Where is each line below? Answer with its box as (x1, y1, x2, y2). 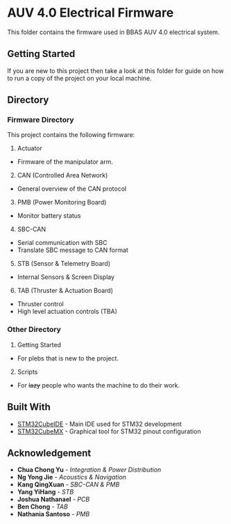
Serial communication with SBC (17, 239, 108, 247)
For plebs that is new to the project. (17, 354, 119, 363)
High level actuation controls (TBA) (17, 308, 118, 316)
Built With (7, 402, 51, 413)
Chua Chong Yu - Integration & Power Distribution (17, 466, 162, 474)
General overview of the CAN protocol (17, 184, 127, 193)
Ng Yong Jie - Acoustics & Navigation (17, 473, 127, 482)
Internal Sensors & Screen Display (17, 273, 115, 281)
